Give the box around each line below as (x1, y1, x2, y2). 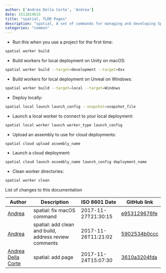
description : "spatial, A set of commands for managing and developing (5, 21, 156, 26)
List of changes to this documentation (5, 187, 83, 193)
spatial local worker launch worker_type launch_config (5, 122, 123, 127)
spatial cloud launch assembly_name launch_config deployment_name (5, 159, 147, 164)
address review (33, 234, 69, 240)
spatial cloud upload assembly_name (5, 141, 81, 146)
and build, (33, 228, 57, 234)
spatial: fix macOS (33, 207, 76, 214)
